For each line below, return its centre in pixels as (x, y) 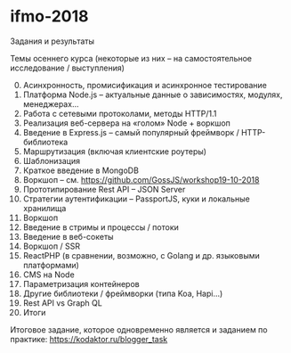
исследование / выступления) (68, 68)
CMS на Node (48, 275)
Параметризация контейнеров (81, 283)
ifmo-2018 (49, 16)
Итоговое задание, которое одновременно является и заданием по (139, 329)
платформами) (51, 265)
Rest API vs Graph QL (63, 303)
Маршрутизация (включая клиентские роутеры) (115, 151)
